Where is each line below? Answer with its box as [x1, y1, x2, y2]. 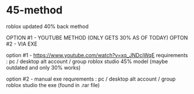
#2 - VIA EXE [6, 40, 38, 47]
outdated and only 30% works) [6, 64, 81, 71]
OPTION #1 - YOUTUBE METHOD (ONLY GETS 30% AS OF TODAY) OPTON [6, 34, 188, 41]
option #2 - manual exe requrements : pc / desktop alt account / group [6, 75, 176, 82]
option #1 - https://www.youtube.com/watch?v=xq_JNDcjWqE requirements [6, 51, 188, 58]
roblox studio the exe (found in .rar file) [6, 81, 101, 88]
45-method [6, 4, 63, 17]
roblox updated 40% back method [6, 23, 89, 30]
